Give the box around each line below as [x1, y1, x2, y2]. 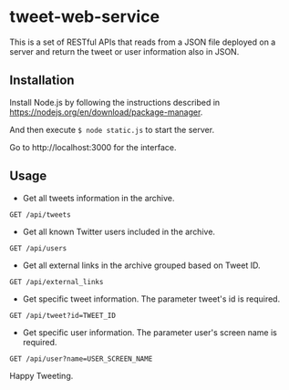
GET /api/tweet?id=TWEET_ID [9, 311, 117, 320]
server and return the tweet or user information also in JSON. [9, 46, 240, 56]
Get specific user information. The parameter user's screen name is [22, 326, 278, 338]
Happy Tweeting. [9, 370, 74, 381]
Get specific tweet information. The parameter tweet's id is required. [22, 293, 281, 304]
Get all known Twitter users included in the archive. [22, 226, 216, 237]
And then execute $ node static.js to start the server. [9, 124, 215, 135]
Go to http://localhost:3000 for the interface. [9, 141, 177, 152]
